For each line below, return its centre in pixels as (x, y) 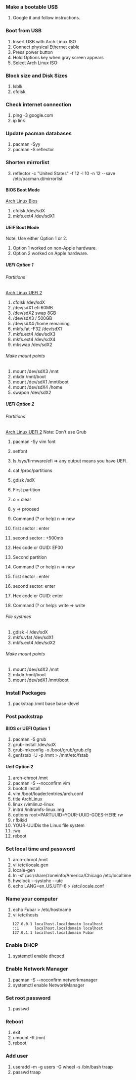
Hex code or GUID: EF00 (38, 547)
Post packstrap (24, 717)
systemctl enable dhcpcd (39, 956)
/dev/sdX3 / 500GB (32, 318)
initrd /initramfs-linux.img (38, 810)
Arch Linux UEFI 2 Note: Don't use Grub (46, 432)
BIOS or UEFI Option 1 (28, 728)
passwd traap (27, 1072)
